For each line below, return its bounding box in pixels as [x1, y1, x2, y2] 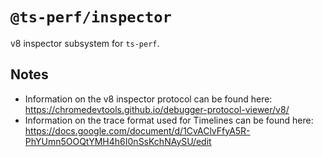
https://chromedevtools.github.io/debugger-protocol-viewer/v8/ [24, 103, 290, 115]
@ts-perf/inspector [10, 8, 172, 27]
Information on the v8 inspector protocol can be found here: [24, 93, 273, 105]
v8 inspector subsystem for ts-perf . [10, 37, 160, 49]
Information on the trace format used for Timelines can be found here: [24, 114, 314, 126]
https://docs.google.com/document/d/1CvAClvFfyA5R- [24, 124, 251, 137]
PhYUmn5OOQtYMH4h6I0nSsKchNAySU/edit [24, 135, 212, 147]
